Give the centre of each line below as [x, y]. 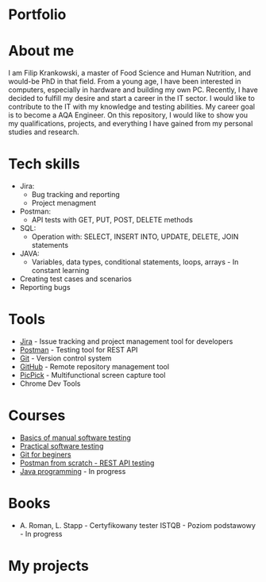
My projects [48, 566]
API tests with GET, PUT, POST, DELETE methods [112, 220]
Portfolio [37, 15]
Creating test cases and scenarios [76, 279]
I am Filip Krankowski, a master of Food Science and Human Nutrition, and [130, 73]
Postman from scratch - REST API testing [87, 463]
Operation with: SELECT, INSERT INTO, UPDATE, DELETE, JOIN [135, 237]
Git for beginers [45, 454]
